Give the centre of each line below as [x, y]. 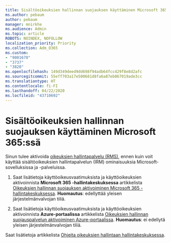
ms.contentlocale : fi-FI [32, 86]
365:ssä [23, 142]
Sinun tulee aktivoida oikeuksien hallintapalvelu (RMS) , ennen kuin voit [79, 157]
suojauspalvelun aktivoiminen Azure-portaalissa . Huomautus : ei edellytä [89, 220]
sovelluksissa [19, 167]
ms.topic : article [25, 34]
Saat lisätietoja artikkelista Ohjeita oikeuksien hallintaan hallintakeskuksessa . [85, 235]
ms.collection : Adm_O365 [32, 48]
